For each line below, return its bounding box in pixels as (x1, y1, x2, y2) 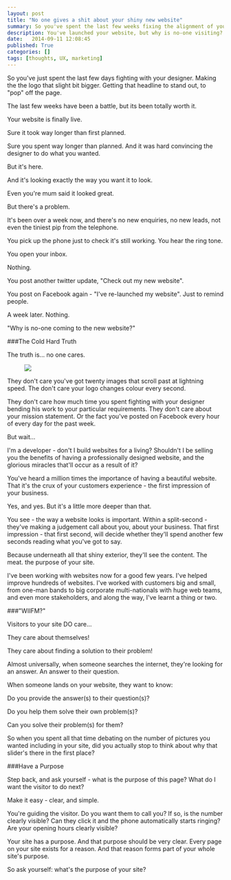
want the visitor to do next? (7, 782, 85, 790)
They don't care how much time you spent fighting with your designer (7, 397, 205, 406)
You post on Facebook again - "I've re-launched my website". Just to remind (7, 290, 224, 298)
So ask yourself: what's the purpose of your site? (7, 865, 146, 873)
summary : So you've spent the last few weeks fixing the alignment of (7, 23, 214, 30)
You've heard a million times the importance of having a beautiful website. (7, 474, 217, 482)
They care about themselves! (7, 633, 90, 641)
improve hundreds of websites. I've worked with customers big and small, (7, 578, 217, 587)
